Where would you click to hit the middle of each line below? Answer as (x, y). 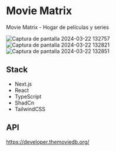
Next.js (23, 84)
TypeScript (28, 96)
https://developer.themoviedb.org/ (48, 142)
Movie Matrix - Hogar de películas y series (58, 27)
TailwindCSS (30, 109)
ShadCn (24, 103)
